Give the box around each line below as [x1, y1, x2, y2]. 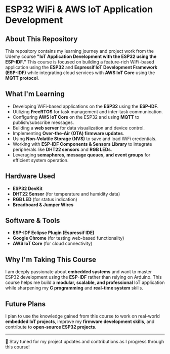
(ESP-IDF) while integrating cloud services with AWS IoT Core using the [5, 70, 155, 76]
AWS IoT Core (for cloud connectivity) [12, 240, 93, 247]
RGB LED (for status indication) [12, 196, 77, 202]
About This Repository [5, 35, 78, 43]
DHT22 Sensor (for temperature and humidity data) [12, 190, 120, 197]
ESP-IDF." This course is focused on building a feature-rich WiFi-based [5, 59, 154, 65]
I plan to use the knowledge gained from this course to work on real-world [5, 313, 160, 319]
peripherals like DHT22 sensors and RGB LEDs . [12, 146, 112, 152]
